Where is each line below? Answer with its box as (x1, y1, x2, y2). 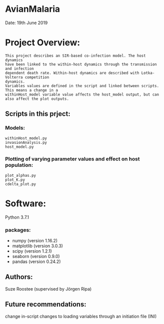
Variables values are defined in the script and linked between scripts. (5, 83, 160, 88)
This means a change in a (5, 88, 58, 93)
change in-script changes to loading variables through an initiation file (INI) (5, 313, 157, 319)
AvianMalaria (5, 3, 60, 15)
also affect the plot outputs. (5, 96, 69, 101)
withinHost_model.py (5, 135, 48, 141)
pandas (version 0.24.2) (12, 259, 61, 264)
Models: (5, 125, 26, 131)
